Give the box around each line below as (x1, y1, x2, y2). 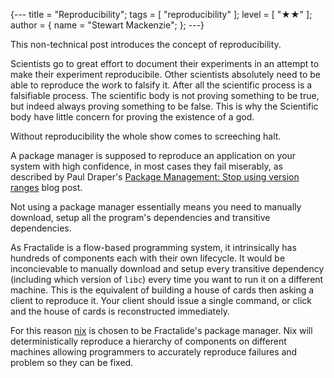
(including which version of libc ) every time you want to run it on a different (10, 274, 324, 285)
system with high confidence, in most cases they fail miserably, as (10, 160, 283, 172)
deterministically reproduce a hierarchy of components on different (10, 335, 287, 347)
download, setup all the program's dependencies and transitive (10, 212, 271, 223)
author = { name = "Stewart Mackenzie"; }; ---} (10, 19, 205, 31)
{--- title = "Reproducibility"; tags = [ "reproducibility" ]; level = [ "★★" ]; (10, 9, 313, 20)
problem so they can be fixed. (10, 357, 134, 368)
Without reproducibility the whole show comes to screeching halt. (10, 130, 282, 142)
